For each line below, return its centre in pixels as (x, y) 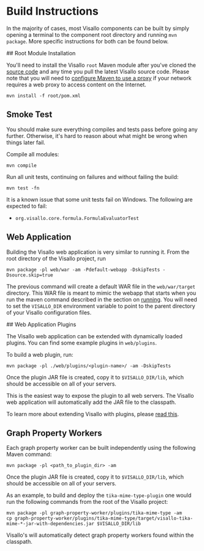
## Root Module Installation (41, 53)
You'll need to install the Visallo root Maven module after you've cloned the (101, 65)
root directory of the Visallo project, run (56, 258)
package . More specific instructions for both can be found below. (88, 41)
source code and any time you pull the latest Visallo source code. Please (98, 71)
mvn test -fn (23, 188)
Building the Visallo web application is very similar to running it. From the (98, 252)
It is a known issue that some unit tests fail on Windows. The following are (100, 199)
